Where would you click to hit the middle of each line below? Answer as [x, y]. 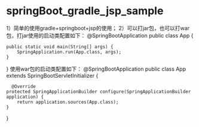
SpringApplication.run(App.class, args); [69, 52]
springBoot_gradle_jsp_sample [85, 11]
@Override [24, 86]
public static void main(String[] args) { [60, 47]
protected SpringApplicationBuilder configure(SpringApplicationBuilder [99, 91]
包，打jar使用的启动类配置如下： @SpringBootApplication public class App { [100, 35]
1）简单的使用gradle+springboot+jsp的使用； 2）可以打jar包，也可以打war [98, 28]
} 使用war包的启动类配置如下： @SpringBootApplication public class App [96, 69]
